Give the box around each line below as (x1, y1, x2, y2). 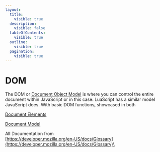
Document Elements (5, 111, 47, 117)
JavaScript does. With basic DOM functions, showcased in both (5, 102, 136, 108)
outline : (9, 40, 28, 45)
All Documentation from (5, 131, 54, 137)
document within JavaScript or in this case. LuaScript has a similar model (5, 96, 156, 102)
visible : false (14, 26, 46, 31)
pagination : (9, 49, 35, 54)
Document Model (5, 121, 41, 127)
